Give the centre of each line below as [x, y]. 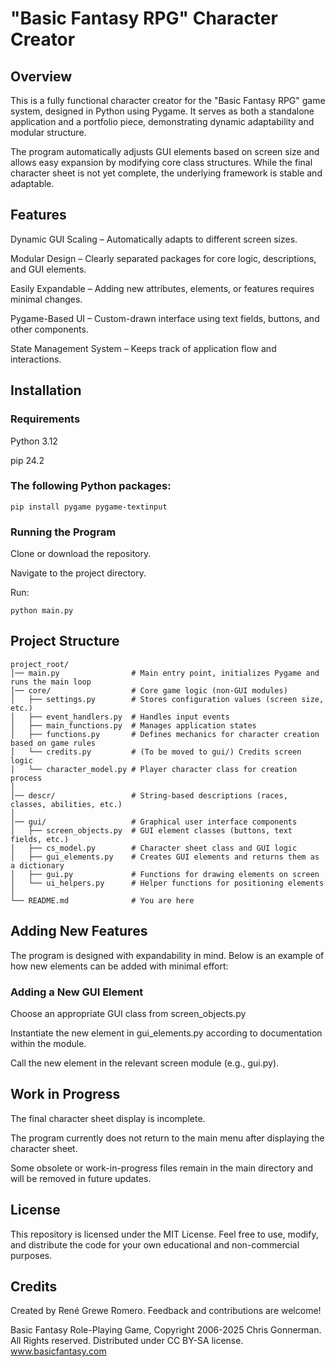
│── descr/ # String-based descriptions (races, [149, 795]
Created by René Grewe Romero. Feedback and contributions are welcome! [166, 1311]
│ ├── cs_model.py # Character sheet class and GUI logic [154, 848]
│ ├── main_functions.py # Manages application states [133, 725]
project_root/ [40, 664]
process [26, 778]
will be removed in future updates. [81, 1178]
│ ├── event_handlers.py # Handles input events [120, 717]
